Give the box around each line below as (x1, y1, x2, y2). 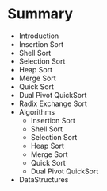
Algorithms (18, 107, 55, 116)
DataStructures (18, 174, 69, 184)
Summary (7, 5, 73, 23)
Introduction (18, 31, 59, 41)
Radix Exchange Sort (18, 99, 88, 108)
